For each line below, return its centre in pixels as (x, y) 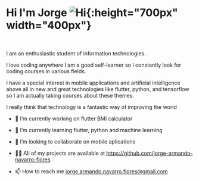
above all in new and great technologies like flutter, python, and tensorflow (98, 89)
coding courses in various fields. (46, 71)
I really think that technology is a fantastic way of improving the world (91, 107)
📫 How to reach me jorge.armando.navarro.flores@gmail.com (91, 171)
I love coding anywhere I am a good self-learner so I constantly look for (94, 65)
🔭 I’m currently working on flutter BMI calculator (74, 118)
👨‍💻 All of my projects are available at (60, 153)
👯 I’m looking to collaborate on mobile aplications (75, 141)
